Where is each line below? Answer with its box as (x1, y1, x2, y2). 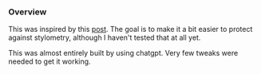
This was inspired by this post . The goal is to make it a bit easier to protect (8, 25, 253, 34)
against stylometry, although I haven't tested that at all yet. (8, 33, 201, 42)
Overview (8, 6, 47, 18)
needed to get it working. (8, 56, 91, 66)
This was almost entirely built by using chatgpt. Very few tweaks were (8, 49, 239, 58)
